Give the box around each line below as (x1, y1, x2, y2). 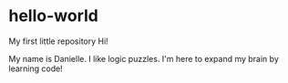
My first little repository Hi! (8, 36, 108, 47)
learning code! (8, 63, 63, 74)
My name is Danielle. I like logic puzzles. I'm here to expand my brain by (8, 53, 279, 64)
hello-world (8, 5, 99, 26)
